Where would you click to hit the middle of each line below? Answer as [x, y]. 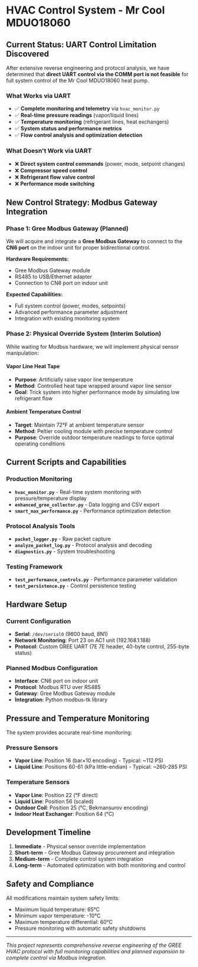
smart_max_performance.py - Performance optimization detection [93, 510]
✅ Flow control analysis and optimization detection [78, 135]
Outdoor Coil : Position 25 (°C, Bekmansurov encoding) [81, 807]
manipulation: [23, 353]
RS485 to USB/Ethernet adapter [53, 277]
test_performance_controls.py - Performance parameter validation [96, 579]
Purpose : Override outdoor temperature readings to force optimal [94, 437]
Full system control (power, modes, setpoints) [70, 306]
